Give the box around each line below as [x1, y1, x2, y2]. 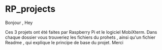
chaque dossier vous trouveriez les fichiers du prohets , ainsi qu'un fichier [5, 34, 156, 40]
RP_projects [5, 3, 56, 15]
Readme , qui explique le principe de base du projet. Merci [5, 39, 124, 45]
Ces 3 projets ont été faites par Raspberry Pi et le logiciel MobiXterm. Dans [5, 29, 158, 35]
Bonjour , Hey [5, 20, 33, 25]
